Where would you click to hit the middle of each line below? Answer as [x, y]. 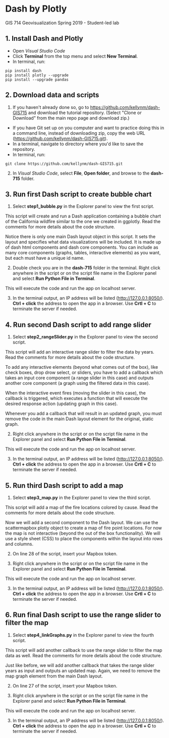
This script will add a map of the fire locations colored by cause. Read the [82, 507]
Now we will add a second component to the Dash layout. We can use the [82, 522]
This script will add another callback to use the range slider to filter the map [84, 650]
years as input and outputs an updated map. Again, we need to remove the [83, 670]
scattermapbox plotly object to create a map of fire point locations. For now [84, 528]
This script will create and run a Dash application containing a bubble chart [83, 216]
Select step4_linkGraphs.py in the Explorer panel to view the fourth [83, 635]
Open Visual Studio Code [39, 50]
